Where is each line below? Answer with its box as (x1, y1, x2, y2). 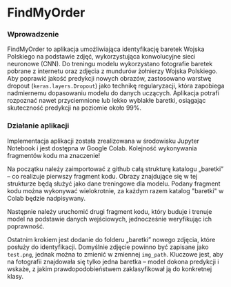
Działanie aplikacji (7, 121, 70, 130)
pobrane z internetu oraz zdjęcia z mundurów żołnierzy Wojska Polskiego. (7, 67, 218, 75)
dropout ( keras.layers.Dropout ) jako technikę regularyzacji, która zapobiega (7, 81, 225, 90)
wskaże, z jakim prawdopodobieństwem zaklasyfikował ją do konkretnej (7, 264, 212, 273)
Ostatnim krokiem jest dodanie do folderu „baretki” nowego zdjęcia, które (7, 235, 216, 244)
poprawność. (7, 222, 45, 230)
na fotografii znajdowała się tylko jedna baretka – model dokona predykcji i (7, 257, 219, 266)
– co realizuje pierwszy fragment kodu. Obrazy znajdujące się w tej (7, 172, 198, 180)
